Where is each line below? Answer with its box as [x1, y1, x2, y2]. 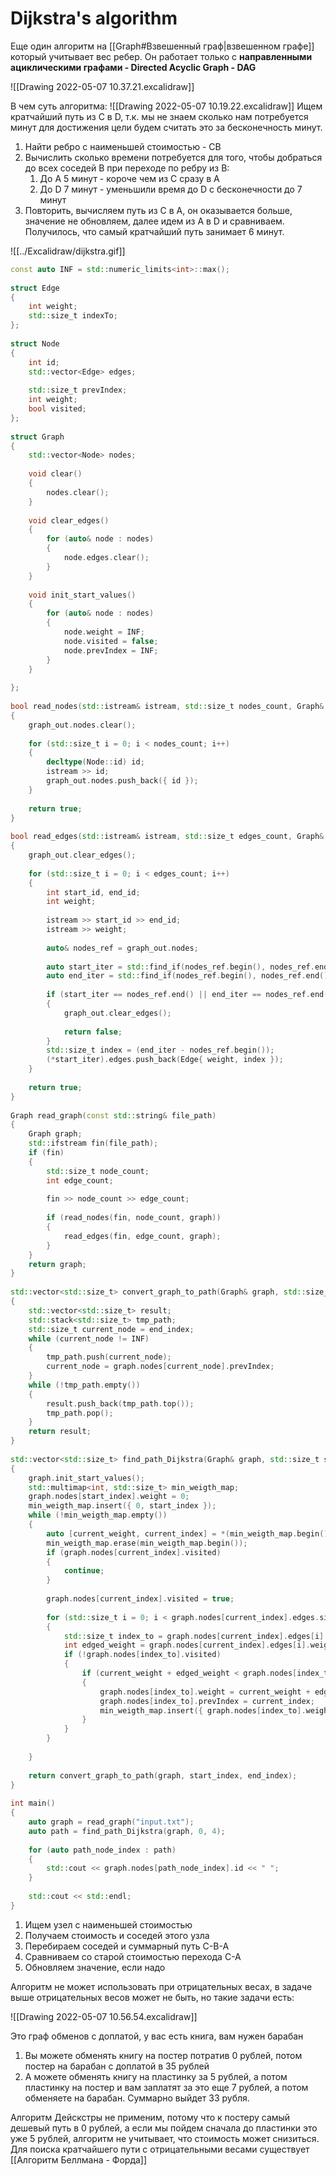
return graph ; [28, 1259, 87, 1269]
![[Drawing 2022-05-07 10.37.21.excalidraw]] [10, 80, 195, 92]
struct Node [10, 338, 60, 349]
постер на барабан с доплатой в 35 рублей [24, 2060, 210, 2072]
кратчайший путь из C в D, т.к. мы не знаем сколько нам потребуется [10, 110, 309, 122]
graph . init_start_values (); [28, 1473, 145, 1483]
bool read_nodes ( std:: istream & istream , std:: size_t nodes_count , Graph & [10, 702, 325, 712]
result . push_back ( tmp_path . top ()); [46, 1398, 195, 1409]
